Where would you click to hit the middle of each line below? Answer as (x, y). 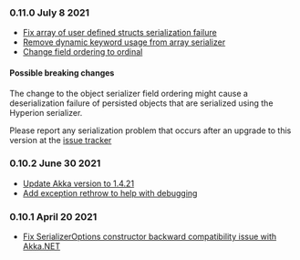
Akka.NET (41, 246)
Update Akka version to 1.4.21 (78, 183)
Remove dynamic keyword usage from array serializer (124, 42)
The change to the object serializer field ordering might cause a (129, 93)
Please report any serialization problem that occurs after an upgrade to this (150, 130)
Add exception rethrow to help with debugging (110, 192)
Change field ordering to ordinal (83, 52)
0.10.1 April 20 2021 (53, 216)
